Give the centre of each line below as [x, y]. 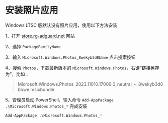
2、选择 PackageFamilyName [33, 46]
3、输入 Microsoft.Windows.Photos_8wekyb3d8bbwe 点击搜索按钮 [70, 57]
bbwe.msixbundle [36, 89]
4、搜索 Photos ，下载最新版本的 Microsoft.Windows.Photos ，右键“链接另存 [82, 68]
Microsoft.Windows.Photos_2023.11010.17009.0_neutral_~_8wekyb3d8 [90, 84]
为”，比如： [17, 74]
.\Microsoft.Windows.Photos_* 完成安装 [46, 106]
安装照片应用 [32, 10]
